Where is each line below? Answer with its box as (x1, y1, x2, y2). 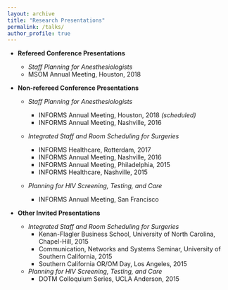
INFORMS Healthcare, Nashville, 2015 (38, 168, 148, 176)
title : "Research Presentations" (7, 17, 106, 24)
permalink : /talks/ (7, 23, 65, 30)
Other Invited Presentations (17, 209, 101, 218)
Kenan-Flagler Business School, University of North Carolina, (38, 230, 216, 239)
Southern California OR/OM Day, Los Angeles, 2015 (38, 260, 188, 268)
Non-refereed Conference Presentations (17, 84, 139, 92)
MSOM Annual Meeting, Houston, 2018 (27, 70, 141, 79)
